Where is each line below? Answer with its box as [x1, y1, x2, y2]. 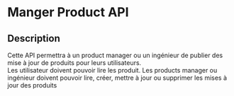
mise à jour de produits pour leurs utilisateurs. [7, 59, 142, 67]
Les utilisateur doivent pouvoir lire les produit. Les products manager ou [7, 66, 218, 74]
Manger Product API [7, 4, 129, 20]
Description [7, 32, 60, 44]
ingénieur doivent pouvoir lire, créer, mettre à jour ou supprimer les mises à [7, 73, 228, 82]
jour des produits [7, 81, 57, 89]
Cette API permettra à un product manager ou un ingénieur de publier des [7, 51, 223, 59]
